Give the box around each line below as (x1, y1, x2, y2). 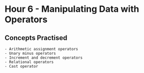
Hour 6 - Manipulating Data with (4, 3, 140, 15)
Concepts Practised (4, 34, 68, 42)
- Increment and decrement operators (4, 55, 83, 60)
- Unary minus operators (4, 51, 56, 56)
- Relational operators (4, 60, 54, 65)
